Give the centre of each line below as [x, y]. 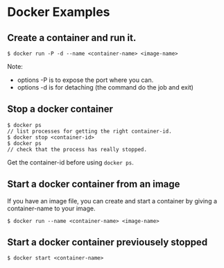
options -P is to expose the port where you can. [85, 80]
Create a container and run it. [72, 38]
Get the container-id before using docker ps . [70, 162]
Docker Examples [59, 12]
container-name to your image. [51, 208]
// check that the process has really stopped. [77, 149]
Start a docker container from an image [94, 184]
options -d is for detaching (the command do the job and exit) [105, 87]
